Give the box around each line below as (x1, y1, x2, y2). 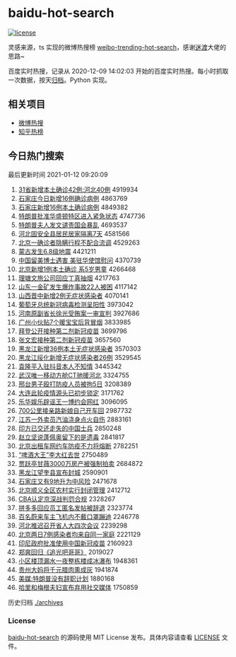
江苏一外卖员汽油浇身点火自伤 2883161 (18, 415, 131, 424)
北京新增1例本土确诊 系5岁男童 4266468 (18, 264, 136, 273)
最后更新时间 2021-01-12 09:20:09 (8, 170, 108, 178)
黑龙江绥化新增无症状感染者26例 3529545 (18, 353, 141, 361)
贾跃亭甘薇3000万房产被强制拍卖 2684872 (18, 459, 143, 467)
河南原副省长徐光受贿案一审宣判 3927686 (18, 309, 140, 318)
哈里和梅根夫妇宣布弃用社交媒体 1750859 (18, 583, 138, 591)
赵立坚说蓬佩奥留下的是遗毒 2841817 (18, 433, 125, 441)
